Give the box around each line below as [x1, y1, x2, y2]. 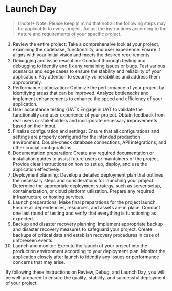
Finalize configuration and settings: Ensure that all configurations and [12, 128, 159, 134]
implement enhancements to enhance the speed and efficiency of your [12, 95, 163, 102]
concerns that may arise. [12, 259, 66, 265]
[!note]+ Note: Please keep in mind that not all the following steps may [17, 20, 166, 26]
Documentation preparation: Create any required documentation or [12, 150, 154, 156]
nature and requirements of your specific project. [17, 31, 122, 37]
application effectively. [12, 166, 61, 172]
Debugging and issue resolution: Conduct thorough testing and [12, 57, 146, 63]
